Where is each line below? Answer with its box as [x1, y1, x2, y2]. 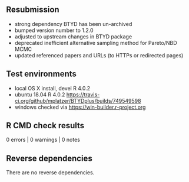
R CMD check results [6, 121, 85, 131]
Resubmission [6, 5, 60, 15]
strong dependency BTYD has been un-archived [14, 20, 132, 27]
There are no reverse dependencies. [6, 169, 95, 176]
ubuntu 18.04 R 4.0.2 [14, 91, 65, 98]
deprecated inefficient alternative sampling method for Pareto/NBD [14, 39, 178, 46]
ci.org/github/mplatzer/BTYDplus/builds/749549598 [14, 97, 141, 104]
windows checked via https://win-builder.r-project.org [14, 103, 146, 110]
